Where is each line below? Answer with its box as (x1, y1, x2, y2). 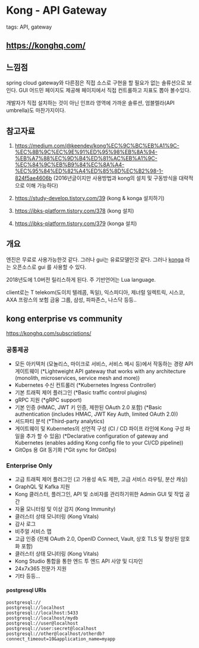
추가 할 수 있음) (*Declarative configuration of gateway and (26, 432, 168, 440)
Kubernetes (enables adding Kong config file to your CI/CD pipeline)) (14, 439, 184, 446)
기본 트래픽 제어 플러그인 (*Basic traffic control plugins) (14, 388, 147, 396)
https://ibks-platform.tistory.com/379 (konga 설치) (14, 220, 137, 227)
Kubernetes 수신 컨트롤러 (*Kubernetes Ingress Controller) (14, 381, 156, 388)
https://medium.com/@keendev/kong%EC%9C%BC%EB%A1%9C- (14, 142, 179, 149)
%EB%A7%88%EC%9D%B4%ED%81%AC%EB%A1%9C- (14, 154, 157, 161)
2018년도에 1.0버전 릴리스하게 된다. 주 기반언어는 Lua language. (6, 276, 156, 283)
